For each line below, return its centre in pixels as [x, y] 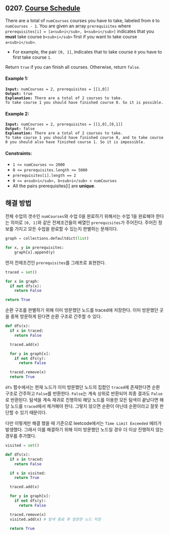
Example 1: [17, 78]
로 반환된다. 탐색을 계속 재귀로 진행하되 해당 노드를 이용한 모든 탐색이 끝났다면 [82, 400]
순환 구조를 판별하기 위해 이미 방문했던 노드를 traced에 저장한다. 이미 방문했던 [82, 310]
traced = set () [21, 272]
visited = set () [22, 445]
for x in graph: [22, 281]
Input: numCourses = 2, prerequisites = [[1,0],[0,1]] [64, 124]
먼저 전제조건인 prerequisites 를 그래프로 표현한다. [55, 262]
